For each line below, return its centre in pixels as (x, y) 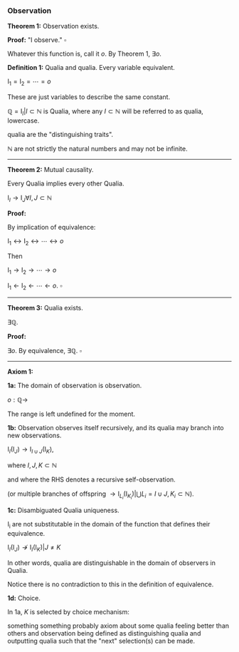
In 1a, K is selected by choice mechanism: (68, 611)
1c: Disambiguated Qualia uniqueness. (63, 510)
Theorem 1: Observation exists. (53, 26)
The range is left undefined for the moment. (71, 414)
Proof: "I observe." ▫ (37, 40)
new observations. (34, 435)
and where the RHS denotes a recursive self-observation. (91, 479)
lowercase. (23, 121)
